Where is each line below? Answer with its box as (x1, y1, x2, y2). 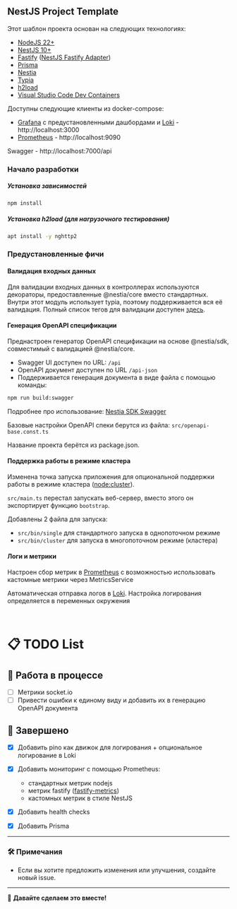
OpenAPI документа (17, 704, 78, 713)
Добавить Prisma (17, 822, 69, 831)
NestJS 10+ (17, 45, 51, 54)
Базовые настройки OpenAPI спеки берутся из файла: (7, 420, 171, 429)
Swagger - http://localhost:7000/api (7, 146, 112, 155)
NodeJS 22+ (17, 38, 55, 47)
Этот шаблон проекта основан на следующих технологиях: (7, 24, 186, 32)
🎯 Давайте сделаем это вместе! (7, 893, 107, 902)
